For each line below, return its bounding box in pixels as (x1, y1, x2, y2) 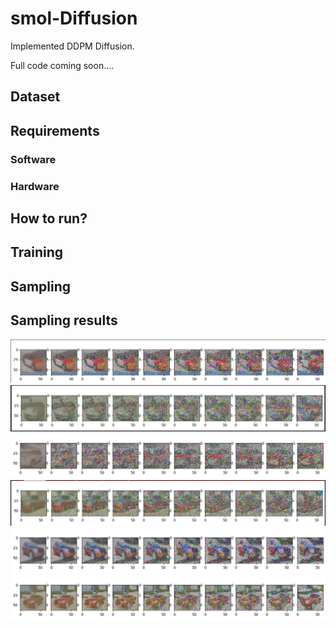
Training (10, 244, 64, 261)
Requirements (10, 122, 100, 139)
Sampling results (10, 312, 118, 329)
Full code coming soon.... (10, 59, 115, 71)
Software (10, 152, 57, 166)
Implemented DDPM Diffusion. (10, 40, 135, 52)
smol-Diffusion (10, 7, 138, 30)
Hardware (10, 179, 60, 193)
